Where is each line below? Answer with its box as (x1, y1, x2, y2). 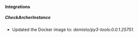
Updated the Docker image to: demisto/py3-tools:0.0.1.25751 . (12, 27, 135, 32)
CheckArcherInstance (5, 15, 51, 20)
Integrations (5, 4, 31, 9)
